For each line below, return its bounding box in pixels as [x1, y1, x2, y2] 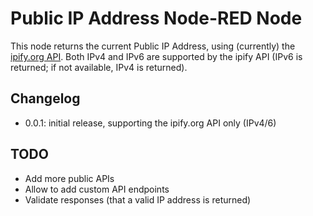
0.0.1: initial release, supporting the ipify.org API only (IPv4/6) [24, 117, 277, 129]
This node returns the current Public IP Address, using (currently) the [10, 40, 296, 52]
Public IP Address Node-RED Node [10, 7, 303, 30]
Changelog [10, 90, 81, 107]
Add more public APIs [24, 172, 115, 184]
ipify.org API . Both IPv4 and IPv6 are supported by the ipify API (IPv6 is [10, 50, 303, 62]
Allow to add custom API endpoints [24, 183, 170, 195]
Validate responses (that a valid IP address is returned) [24, 193, 252, 206]
